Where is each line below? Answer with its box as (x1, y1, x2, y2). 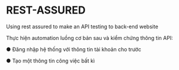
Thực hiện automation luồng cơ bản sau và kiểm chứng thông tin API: (6, 34, 173, 41)
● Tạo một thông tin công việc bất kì (6, 57, 95, 64)
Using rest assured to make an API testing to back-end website (6, 23, 158, 30)
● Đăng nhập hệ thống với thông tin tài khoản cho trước (6, 45, 141, 53)
